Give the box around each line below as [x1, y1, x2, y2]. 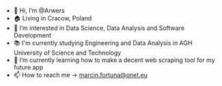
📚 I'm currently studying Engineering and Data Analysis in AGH [13, 39, 193, 47]
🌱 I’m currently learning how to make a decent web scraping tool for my [13, 56, 215, 64]
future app [13, 63, 44, 71]
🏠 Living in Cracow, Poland [13, 14, 92, 22]
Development [13, 31, 52, 39]
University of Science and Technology [13, 48, 122, 57]
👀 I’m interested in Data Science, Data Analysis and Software [13, 24, 184, 32]
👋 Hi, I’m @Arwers [13, 7, 65, 14]
